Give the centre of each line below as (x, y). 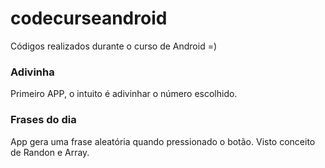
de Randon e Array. (50, 152)
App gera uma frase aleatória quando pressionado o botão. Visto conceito (163, 141)
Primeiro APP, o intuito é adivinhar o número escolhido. (124, 94)
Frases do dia (43, 120)
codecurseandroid (89, 18)
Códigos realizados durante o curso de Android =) (114, 46)
